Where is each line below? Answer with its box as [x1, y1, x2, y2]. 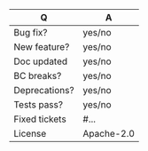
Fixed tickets [13, 113, 66, 125]
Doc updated [13, 55, 68, 68]
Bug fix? [13, 27, 48, 38]
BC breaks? [13, 70, 62, 82]
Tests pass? [13, 99, 64, 110]
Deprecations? [13, 84, 74, 96]
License [13, 128, 47, 139]
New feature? [13, 41, 70, 52]
